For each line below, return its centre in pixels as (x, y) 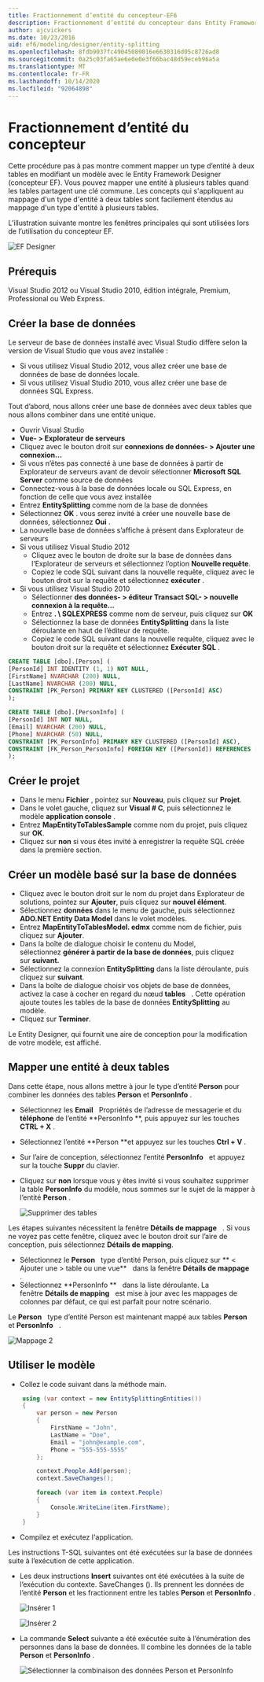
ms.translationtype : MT (47, 67)
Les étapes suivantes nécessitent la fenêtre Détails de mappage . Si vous (129, 1227)
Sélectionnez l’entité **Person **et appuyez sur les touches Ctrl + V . (133, 1142)
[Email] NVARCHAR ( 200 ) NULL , (58, 727)
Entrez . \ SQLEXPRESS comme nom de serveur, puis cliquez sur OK (142, 614)
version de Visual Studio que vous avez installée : (88, 350)
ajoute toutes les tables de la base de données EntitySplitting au (125, 1002)
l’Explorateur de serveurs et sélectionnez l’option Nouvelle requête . (141, 563)
